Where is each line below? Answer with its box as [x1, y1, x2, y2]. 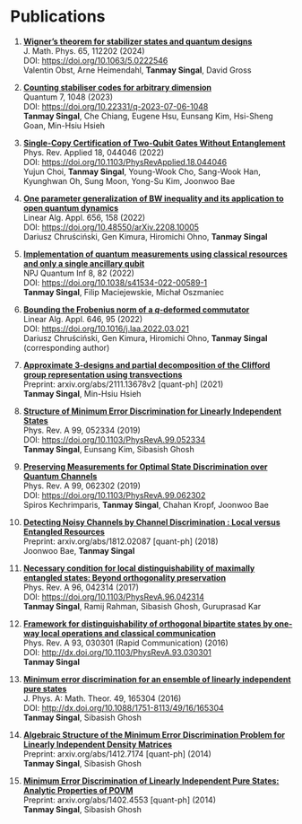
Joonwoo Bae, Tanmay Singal [22, 545, 135, 556]
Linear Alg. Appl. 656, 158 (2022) [22, 212, 146, 223]
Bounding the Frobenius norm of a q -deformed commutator [22, 303, 250, 315]
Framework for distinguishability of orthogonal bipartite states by [22, 618, 273, 629]
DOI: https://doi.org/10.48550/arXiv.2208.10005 [22, 222, 200, 232]
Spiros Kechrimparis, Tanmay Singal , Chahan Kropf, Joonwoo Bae [22, 499, 270, 510]
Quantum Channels [22, 470, 98, 481]
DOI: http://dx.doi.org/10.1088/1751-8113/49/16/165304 [22, 702, 225, 713]
